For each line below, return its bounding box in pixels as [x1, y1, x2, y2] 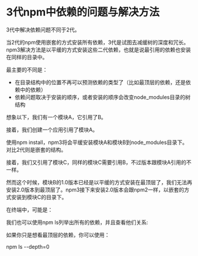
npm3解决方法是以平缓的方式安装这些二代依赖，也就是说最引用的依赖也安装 [6, 46, 191, 53]
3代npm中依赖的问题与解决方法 [6, 5, 160, 19]
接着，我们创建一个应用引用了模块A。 [6, 126, 98, 133]
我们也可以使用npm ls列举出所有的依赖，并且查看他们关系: [6, 219, 148, 226]
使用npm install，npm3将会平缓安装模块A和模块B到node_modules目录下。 [6, 139, 188, 146]
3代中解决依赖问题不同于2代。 [6, 26, 80, 33]
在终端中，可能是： [6, 206, 53, 213]
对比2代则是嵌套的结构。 [6, 146, 67, 153]
